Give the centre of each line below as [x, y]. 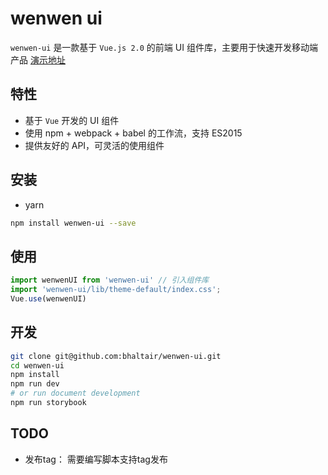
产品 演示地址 [38, 59]
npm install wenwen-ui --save [73, 223]
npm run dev [35, 384]
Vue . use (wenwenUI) [48, 299]
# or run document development [75, 393]
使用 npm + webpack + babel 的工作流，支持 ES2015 [133, 133]
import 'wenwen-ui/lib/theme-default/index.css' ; [116, 290]
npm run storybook [48, 403]
